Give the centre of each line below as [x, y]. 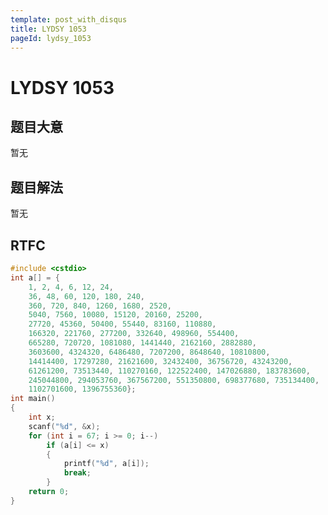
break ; [77, 473]
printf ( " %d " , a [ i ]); [106, 464]
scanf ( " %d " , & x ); [64, 426]
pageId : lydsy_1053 [51, 38]
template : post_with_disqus [69, 19]
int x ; [42, 417]
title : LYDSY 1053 [48, 29]
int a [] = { [35, 277]
